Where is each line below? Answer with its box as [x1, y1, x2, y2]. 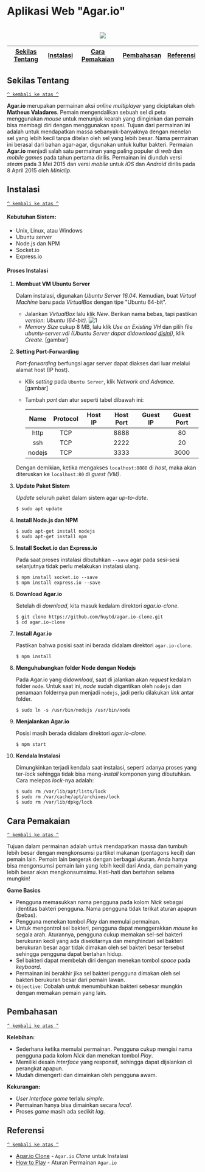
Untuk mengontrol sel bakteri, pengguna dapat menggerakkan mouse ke [15, 924, 198, 932]
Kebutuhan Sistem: [7, 213, 57, 220]
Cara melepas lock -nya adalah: [15, 777, 94, 784]
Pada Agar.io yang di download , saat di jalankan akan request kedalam [15, 676, 192, 683]
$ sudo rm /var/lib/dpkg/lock [15, 799, 93, 805]
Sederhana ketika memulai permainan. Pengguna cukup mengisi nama [15, 1045, 193, 1053]
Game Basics [7, 886, 41, 894]
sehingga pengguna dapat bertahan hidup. [15, 950, 123, 957]
